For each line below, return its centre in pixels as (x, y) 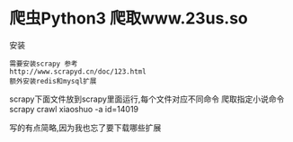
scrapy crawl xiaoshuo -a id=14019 (74, 109)
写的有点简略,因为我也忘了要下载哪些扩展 (85, 128)
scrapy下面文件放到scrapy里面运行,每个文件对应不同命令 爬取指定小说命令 (147, 99)
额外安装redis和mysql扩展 (53, 81)
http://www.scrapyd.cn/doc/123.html (78, 71)
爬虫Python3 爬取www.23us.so (129, 18)
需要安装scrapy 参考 (44, 64)
